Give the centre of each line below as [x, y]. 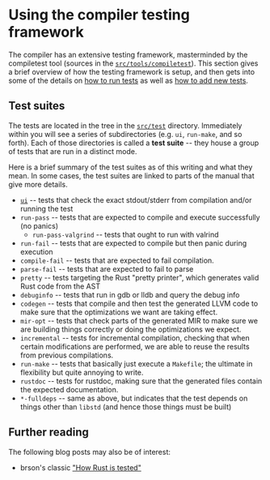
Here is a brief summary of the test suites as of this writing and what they [131, 167]
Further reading [49, 433]
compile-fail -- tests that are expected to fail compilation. [117, 260]
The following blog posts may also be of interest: [90, 452]
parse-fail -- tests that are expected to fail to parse [107, 268]
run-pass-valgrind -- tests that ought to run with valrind [125, 234]
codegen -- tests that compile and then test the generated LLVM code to [139, 303]
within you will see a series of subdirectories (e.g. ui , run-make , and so [125, 134]
